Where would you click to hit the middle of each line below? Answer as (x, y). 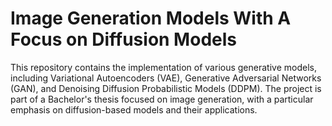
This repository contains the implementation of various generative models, (163, 67)
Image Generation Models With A (151, 18)
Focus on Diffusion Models (123, 39)
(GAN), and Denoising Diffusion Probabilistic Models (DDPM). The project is (166, 88)
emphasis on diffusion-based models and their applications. (134, 109)
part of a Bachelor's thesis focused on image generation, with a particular (162, 99)
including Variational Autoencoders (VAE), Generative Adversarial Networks (166, 78)
